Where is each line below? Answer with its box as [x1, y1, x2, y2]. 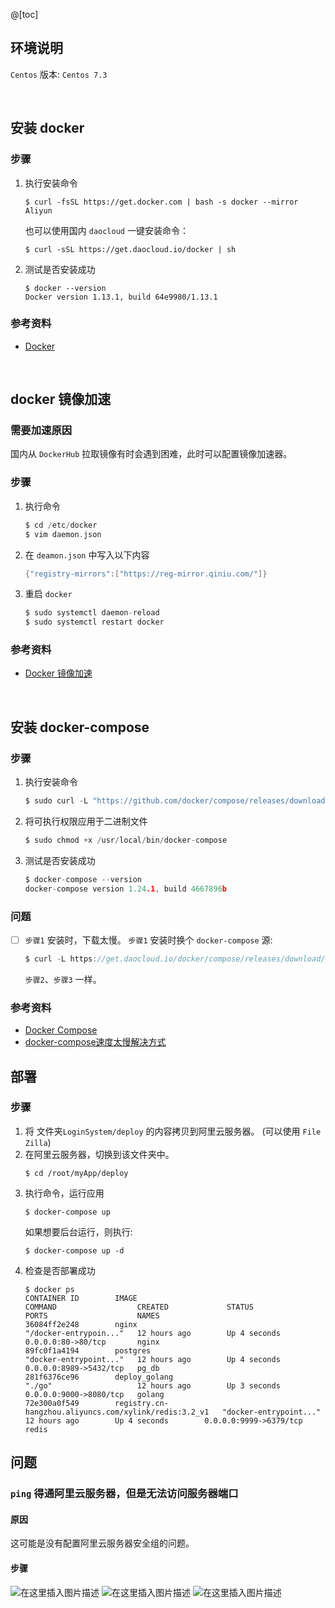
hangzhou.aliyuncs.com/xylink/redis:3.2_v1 [24, 1407, 210, 1417]
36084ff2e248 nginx [24, 1319, 138, 1329]
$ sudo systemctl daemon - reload [24, 608, 160, 618]
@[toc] [10, 9, 39, 20]
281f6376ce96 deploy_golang [24, 1372, 174, 1382]
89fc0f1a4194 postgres [24, 1345, 152, 1356]
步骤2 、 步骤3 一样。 [24, 973, 102, 985]
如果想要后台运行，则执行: [24, 1225, 133, 1238]
